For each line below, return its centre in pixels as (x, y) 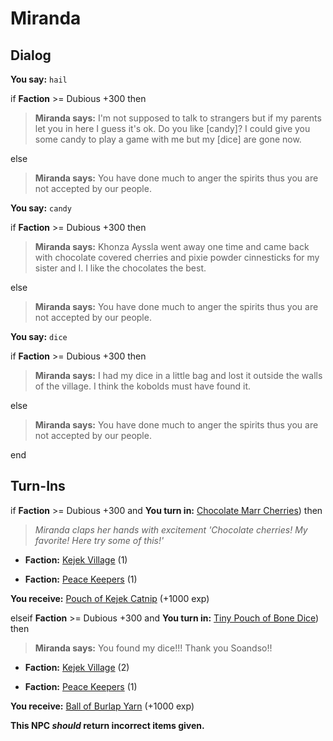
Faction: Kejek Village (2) (77, 667)
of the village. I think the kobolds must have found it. (143, 386)
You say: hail (39, 79)
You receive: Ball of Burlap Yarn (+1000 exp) (102, 706)
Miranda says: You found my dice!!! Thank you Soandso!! (153, 648)
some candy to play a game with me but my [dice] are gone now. (168, 139)
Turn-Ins (38, 486)
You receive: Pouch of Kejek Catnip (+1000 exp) (110, 598)
